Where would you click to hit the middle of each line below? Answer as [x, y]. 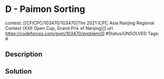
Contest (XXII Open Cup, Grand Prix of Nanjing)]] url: [59, 28]
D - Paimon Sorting [45, 9]
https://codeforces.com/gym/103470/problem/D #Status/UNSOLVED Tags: [82, 33]
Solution [18, 71]
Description [24, 54]
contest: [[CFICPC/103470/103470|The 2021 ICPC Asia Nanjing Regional [80, 23]
